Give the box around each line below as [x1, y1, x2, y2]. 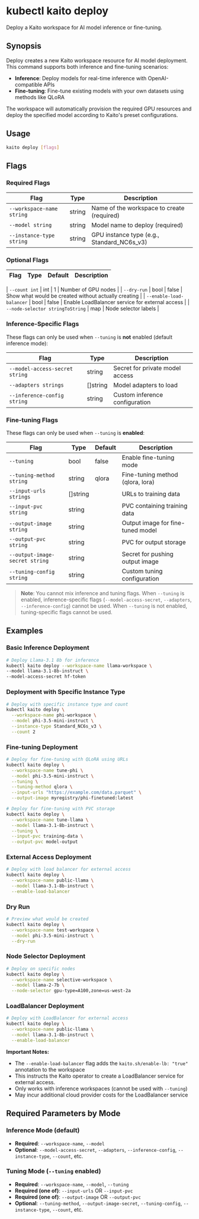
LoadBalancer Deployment [6, 1002, 85, 1010]
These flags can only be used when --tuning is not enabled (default [6, 333, 173, 340]
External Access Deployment [6, 853, 92, 861]
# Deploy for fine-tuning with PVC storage [6, 806, 115, 812]
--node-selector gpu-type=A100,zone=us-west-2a [11, 988, 131, 994]
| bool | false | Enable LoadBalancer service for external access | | [28, 299, 190, 306]
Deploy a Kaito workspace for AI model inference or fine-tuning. [6, 24, 163, 31]
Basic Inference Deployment [6, 643, 90, 652]
